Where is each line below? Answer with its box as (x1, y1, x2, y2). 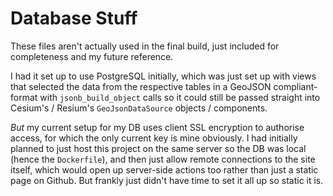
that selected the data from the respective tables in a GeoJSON (10, 80, 272, 92)
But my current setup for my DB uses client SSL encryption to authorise (10, 121, 305, 133)
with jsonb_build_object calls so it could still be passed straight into (39, 91, 321, 103)
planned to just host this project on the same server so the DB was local (10, 142, 307, 154)
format (10, 91, 38, 103)
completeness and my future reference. (10, 50, 174, 62)
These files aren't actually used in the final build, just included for (10, 40, 280, 52)
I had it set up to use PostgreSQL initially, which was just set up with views (10, 70, 317, 82)
